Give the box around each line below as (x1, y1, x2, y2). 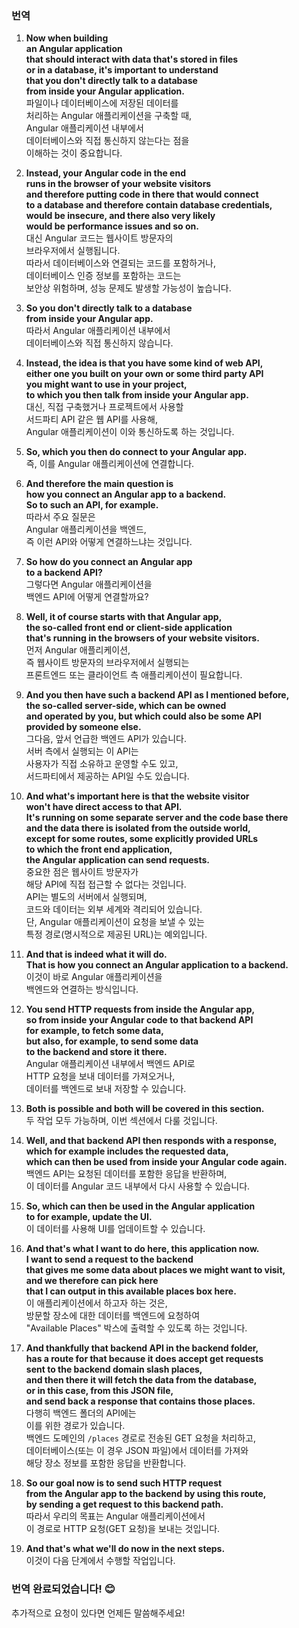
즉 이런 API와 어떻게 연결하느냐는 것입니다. (25, 536, 193, 548)
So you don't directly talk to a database (25, 302, 193, 314)
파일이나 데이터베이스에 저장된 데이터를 (25, 97, 179, 109)
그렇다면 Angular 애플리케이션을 (25, 578, 153, 591)
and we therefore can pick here (25, 1275, 159, 1287)
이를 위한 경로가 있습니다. (25, 1420, 126, 1432)
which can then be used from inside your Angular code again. (25, 1156, 288, 1168)
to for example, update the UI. (25, 1211, 153, 1223)
